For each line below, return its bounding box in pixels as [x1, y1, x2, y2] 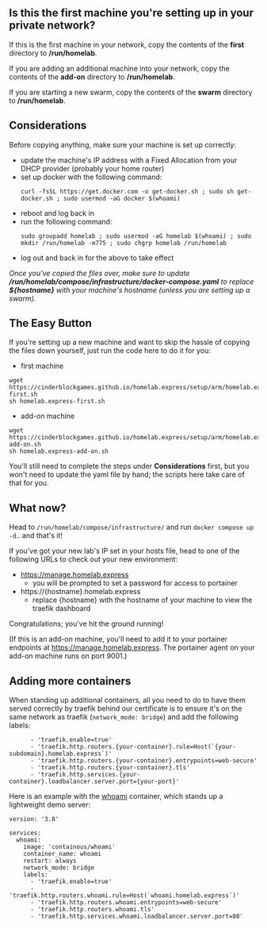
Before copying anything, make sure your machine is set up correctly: [9, 140, 237, 149]
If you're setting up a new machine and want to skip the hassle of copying [9, 337, 250, 347]
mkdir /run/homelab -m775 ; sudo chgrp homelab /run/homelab [20, 239, 227, 247]
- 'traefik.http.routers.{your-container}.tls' [29, 764, 191, 772]
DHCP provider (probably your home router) [20, 163, 165, 173]
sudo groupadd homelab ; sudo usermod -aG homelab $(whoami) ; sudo [20, 232, 252, 240]
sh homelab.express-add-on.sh [9, 447, 109, 455]
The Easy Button [9, 316, 92, 330]
